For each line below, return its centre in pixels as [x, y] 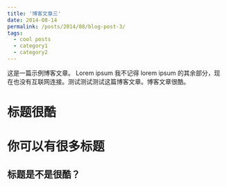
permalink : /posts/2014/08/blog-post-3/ [67, 26]
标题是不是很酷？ [44, 174]
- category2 [31, 53]
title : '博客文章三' [34, 14]
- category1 [31, 46]
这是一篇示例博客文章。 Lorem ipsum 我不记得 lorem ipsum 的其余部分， [111, 73]
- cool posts [32, 40]
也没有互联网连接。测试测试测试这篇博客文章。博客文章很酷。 [101, 81]
